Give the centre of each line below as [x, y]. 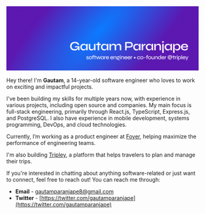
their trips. [19, 161]
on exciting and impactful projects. [50, 87]
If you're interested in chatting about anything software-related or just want [101, 173]
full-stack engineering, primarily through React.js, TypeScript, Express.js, [98, 111]
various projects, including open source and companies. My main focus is [99, 105]
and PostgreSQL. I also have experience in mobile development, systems [98, 118]
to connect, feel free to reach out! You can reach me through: [83, 179]
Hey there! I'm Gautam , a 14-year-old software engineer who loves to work [101, 80]
